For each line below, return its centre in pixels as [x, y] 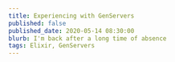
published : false [37, 23]
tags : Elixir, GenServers [51, 46]
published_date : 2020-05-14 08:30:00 [71, 31]
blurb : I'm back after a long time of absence [87, 38]
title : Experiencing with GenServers [71, 16]
